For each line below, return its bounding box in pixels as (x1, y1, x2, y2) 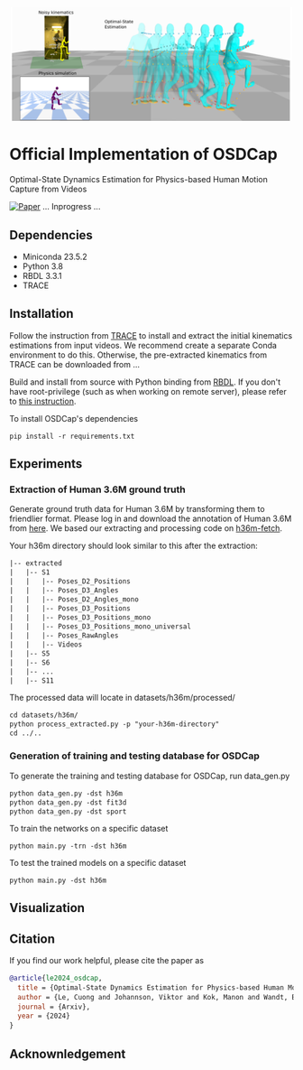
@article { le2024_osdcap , (9, 973, 103, 982)
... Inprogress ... (41, 201, 101, 212)
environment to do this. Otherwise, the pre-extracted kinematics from (9, 349, 268, 360)
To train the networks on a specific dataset (9, 823, 169, 833)
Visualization (9, 900, 86, 916)
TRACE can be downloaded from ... (9, 358, 141, 369)
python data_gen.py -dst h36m (9, 788, 124, 798)
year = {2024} (17, 1011, 70, 1021)
